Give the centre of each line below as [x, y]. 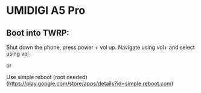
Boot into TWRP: [38, 33]
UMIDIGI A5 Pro [46, 11]
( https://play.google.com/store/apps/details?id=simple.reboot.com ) [90, 83]
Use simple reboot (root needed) [47, 77]
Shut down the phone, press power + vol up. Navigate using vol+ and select [101, 47]
